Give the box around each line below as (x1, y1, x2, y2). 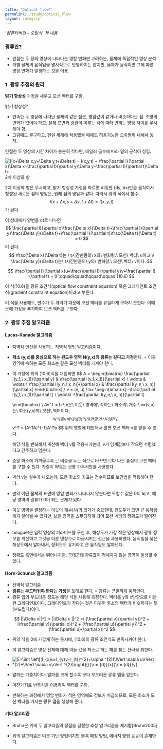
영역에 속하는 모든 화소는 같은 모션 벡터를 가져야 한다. (12, 360, 113, 366)
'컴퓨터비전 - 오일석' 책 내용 (5, 30, 58, 36)
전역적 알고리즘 (12, 582, 41, 588)
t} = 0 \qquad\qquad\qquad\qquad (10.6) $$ (46, 273, 135, 279)
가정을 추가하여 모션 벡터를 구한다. (14, 305, 79, 312)
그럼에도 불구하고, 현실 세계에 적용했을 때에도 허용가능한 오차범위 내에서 (12, 132, 149, 138)
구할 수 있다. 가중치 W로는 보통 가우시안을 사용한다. (17, 464, 115, 470)
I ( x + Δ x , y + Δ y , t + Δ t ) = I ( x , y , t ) (50, 198, 114, 205)
